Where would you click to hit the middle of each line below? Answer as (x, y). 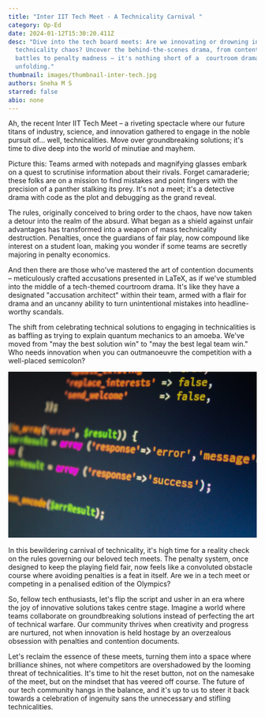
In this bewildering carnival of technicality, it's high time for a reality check (129, 550)
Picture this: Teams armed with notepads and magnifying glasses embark (127, 164)
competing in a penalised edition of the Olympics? (90, 584)
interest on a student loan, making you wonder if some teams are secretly (128, 246)
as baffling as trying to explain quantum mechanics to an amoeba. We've (126, 336)
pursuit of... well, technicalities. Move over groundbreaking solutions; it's (126, 140)
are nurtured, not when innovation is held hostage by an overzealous (119, 633)
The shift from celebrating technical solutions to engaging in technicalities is (132, 327)
